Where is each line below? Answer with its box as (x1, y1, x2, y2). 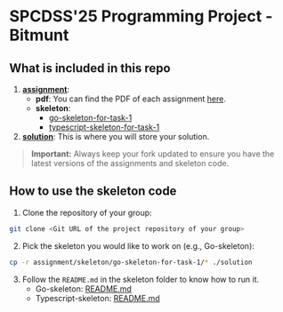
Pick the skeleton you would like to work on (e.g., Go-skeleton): (21, 240, 255, 251)
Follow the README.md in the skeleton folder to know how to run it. (21, 274, 260, 284)
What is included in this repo (9, 60, 171, 76)
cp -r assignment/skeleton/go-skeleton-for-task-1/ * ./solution (9, 258, 253, 267)
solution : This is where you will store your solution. (21, 132, 210, 141)
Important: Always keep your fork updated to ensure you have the (30, 148, 275, 159)
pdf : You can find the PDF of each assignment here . (35, 93, 227, 104)
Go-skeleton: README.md (35, 283, 132, 294)
